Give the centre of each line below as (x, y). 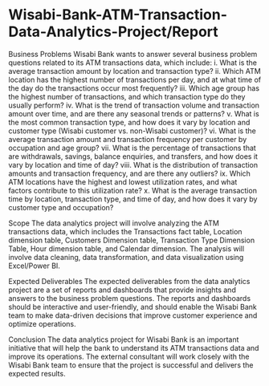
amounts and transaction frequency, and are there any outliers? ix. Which (130, 173)
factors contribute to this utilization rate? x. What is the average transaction (132, 190)
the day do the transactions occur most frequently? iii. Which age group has (134, 88)
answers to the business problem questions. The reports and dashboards (130, 298)
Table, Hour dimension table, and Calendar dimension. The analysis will (126, 248)
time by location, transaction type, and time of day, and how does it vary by (133, 199)
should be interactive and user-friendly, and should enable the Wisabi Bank (132, 307)
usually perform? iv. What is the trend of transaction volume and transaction (134, 105)
